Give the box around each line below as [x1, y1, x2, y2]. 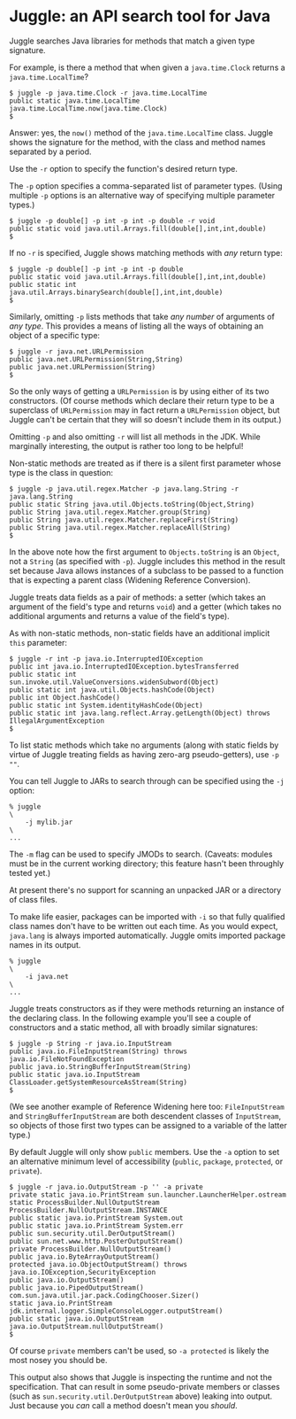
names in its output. [9, 939, 81, 950]
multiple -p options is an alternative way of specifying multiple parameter [9, 190, 276, 200]
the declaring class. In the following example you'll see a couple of [9, 1012, 252, 1023]
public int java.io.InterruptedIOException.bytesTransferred [9, 662, 239, 671]
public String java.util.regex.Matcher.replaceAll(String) [9, 523, 231, 532]
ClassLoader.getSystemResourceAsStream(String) [9, 1078, 188, 1087]
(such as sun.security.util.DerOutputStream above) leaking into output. [9, 1391, 273, 1401]
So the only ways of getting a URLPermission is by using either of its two [9, 385, 269, 396]
